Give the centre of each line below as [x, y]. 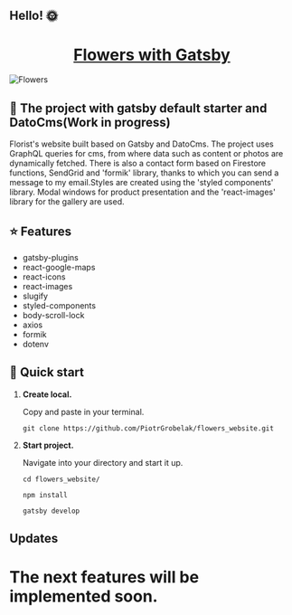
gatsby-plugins [51, 257]
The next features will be [104, 577]
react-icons [44, 277]
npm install [45, 495]
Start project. [48, 445]
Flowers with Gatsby [152, 55]
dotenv [36, 344]
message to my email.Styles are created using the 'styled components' [141, 183]
